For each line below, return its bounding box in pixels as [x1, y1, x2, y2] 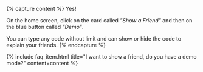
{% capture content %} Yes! [6, 5, 77, 12]
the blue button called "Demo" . [6, 24, 84, 30]
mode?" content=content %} [6, 60, 78, 67]
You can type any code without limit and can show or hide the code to [6, 35, 182, 42]
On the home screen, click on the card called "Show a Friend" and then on [6, 17, 193, 24]
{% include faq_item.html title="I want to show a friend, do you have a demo [6, 53, 198, 60]
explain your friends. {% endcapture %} [6, 42, 106, 48]
